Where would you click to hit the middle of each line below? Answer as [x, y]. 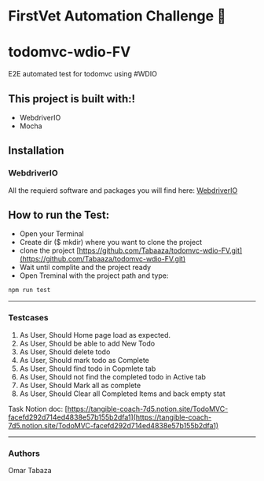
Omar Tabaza [30, 470]
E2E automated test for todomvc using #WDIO [82, 74]
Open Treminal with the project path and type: [94, 276]
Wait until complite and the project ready [85, 268]
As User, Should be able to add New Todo [87, 343]
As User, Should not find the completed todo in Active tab [113, 376]
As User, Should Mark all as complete [80, 385]
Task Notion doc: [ [38, 409]
